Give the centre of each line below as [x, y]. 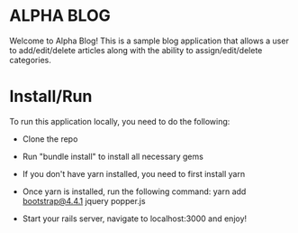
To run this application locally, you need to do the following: [120, 121]
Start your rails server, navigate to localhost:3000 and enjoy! [135, 219]
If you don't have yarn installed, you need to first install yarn [134, 173]
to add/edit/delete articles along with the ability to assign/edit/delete [136, 50]
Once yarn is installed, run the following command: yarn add [134, 191]
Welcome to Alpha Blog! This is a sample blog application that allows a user [149, 41]
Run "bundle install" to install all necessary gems [113, 156]
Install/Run [51, 97]
